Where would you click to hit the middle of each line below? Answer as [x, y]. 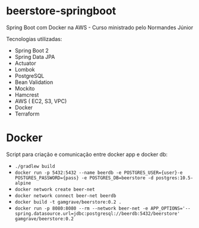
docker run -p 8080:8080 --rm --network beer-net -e [81, 208]
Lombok [25, 69]
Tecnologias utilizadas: [34, 39]
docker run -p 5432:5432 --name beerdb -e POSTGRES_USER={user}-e [99, 173]
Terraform [27, 114]
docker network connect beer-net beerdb [65, 196]
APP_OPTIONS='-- [171, 208]
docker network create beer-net [55, 189]
